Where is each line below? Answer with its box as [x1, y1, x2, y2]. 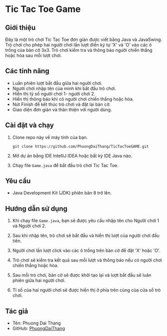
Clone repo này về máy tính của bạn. [12, 134, 88, 140]
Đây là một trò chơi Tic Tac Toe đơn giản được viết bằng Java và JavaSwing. [5, 36, 163, 42]
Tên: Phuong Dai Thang [12, 320, 61, 326]
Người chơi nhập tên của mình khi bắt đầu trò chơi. [12, 85, 116, 91]
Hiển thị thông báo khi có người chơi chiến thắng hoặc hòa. [12, 96, 134, 102]
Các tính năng [5, 67, 50, 75]
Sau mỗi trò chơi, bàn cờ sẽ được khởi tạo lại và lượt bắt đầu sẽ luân [12, 272, 152, 278]
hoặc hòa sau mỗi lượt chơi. [5, 52, 62, 58]
